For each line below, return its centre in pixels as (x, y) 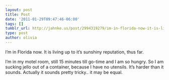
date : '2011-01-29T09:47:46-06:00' (43, 19)
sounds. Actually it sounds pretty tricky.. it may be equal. (64, 72)
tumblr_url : (18, 28)
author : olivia (21, 38)
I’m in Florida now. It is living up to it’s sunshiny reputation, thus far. (75, 52)
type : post (17, 33)
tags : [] (14, 24)
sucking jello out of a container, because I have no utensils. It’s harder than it (84, 67)
